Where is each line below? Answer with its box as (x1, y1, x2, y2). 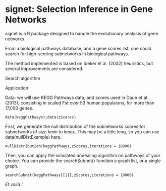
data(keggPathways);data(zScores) (5, 114, 77, 120)
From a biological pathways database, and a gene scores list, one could (5, 45, 152, 51)
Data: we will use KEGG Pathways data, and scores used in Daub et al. (5, 95, 149, 100)
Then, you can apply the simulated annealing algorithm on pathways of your (5, 152, 161, 158)
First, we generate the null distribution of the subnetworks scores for (5, 123, 146, 129)
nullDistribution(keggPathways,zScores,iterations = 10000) (5, 143, 132, 149)
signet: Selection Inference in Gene (5, 3, 153, 15)
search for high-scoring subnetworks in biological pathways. (5, 51, 129, 57)
